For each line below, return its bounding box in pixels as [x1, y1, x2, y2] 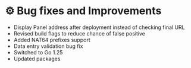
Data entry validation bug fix [13, 43, 83, 50]
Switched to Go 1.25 [13, 48, 63, 56]
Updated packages [13, 55, 61, 62]
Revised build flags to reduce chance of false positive [13, 30, 146, 37]
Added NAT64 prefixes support [13, 36, 90, 43]
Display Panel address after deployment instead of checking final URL [13, 24, 185, 31]
